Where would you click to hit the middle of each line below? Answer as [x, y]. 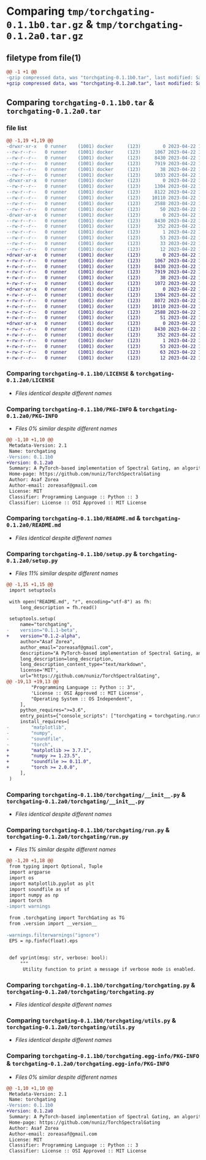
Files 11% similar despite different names [67, 573]
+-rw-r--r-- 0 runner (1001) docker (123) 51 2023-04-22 [101, 318]
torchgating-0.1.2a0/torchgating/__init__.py [76, 801]
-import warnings [29, 907]
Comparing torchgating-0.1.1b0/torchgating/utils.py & [91, 1021]
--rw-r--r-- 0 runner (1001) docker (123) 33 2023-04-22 [101, 244]
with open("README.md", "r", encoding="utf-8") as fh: [80, 602]
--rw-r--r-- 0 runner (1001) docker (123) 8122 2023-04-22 [101, 192]
